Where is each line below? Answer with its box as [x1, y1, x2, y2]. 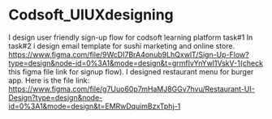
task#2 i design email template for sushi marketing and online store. [8, 40, 235, 50]
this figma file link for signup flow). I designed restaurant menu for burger [8, 66, 254, 76]
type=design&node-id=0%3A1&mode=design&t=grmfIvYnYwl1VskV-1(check [8, 58, 264, 68]
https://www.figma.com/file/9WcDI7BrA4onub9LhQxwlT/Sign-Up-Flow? [8, 49, 249, 59]
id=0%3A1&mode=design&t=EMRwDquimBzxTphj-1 [8, 101, 181, 111]
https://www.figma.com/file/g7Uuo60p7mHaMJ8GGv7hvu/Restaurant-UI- [8, 83, 256, 94]
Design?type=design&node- [8, 92, 103, 102]
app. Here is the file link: [8, 75, 90, 85]
